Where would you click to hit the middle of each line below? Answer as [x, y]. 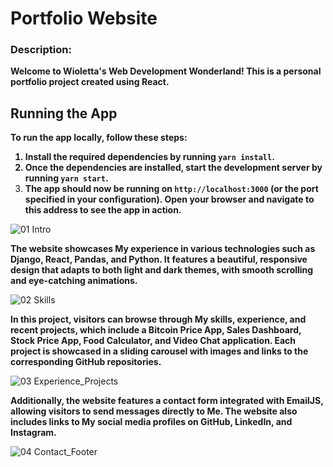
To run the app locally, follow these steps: [99, 138]
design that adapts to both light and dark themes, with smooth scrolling [162, 270]
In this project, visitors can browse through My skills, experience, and [158, 319]
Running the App [64, 113]
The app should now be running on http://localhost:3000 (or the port [171, 189]
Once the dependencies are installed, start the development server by [173, 168]
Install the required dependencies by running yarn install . [149, 157]
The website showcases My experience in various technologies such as [163, 249]
